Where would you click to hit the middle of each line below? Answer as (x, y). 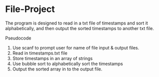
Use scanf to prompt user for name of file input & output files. (76, 47)
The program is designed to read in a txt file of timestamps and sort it (77, 23)
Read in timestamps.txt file (40, 53)
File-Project (30, 9)
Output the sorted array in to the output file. (57, 69)
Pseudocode (18, 38)
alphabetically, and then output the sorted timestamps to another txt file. (79, 28)
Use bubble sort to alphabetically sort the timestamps (68, 63)
